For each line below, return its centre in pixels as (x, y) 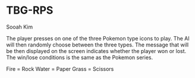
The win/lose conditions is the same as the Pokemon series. (80, 57)
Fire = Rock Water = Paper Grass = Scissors (60, 68)
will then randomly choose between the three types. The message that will (97, 45)
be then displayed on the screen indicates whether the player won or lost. (96, 51)
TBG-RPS (30, 10)
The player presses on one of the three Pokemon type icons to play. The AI (98, 38)
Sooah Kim (20, 27)
